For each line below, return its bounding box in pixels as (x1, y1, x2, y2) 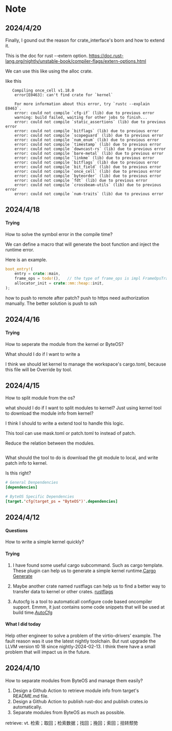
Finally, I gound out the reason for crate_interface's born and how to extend (5, 37, 165, 43)
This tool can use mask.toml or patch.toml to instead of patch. (5, 430, 136, 436)
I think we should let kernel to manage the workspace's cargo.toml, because (5, 361, 166, 367)
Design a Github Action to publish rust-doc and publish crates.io (12, 698, 148, 704)
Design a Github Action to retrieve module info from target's (12, 687, 139, 693)
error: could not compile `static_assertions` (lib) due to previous (14, 119, 166, 124)
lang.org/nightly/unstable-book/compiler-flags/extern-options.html (5, 58, 146, 64)
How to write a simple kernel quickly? (5, 539, 84, 545)
